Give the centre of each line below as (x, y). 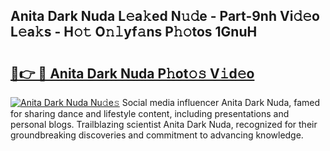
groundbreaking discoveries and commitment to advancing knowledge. (157, 135)
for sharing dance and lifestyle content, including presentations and (150, 113)
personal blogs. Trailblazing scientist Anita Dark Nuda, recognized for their (164, 124)
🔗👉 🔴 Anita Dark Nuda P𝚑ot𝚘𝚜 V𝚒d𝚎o (132, 73)
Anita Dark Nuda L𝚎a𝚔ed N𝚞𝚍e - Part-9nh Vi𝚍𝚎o (165, 16)
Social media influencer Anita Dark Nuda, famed (221, 102)
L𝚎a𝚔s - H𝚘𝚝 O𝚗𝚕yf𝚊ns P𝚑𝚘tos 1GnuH (134, 32)
